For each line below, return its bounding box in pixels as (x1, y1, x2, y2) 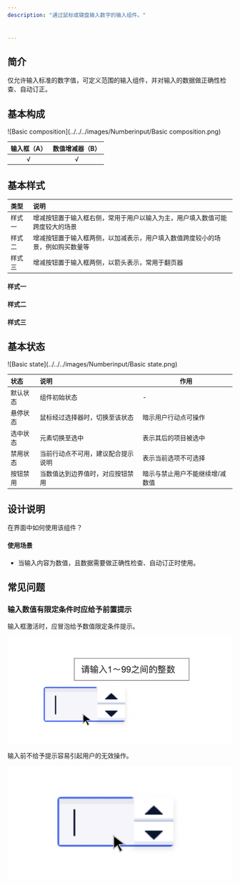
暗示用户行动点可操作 (142, 413, 206, 421)
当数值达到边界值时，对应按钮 (39, 469, 128, 478)
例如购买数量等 (45, 243, 90, 251)
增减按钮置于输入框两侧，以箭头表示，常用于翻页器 (33, 258, 184, 267)
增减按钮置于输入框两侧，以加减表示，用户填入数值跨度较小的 (33, 234, 215, 242)
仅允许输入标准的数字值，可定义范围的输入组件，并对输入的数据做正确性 (7, 76, 220, 85)
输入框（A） (10, 144, 47, 153)
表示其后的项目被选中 (142, 433, 206, 442)
